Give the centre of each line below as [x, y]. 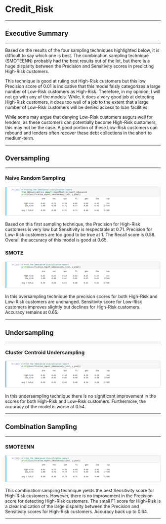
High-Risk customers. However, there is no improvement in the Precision [79, 496]
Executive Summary [37, 34]
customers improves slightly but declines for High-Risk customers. [73, 307]
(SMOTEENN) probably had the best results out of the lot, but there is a [78, 61]
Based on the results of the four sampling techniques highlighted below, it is [82, 50]
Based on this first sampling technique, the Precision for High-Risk [73, 224]
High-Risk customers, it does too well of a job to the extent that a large [77, 102]
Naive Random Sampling [35, 178]
